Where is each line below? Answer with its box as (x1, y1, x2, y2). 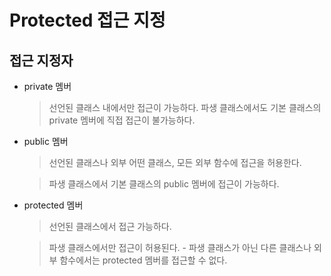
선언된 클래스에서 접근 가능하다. (48, 221, 172, 232)
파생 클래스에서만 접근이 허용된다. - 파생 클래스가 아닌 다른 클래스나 (48, 242, 312, 253)
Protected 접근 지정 (9, 9, 166, 32)
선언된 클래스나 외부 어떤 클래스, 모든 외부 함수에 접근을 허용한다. (48, 157, 302, 168)
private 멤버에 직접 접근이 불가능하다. (48, 114, 196, 126)
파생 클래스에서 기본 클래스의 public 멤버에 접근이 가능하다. (48, 178, 280, 190)
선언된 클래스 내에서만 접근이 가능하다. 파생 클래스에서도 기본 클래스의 (48, 102, 322, 113)
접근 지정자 (9, 52, 74, 69)
